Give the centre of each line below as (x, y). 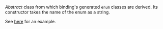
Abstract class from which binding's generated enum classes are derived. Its (81, 7)
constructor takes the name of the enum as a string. (58, 12)
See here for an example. (31, 22)
